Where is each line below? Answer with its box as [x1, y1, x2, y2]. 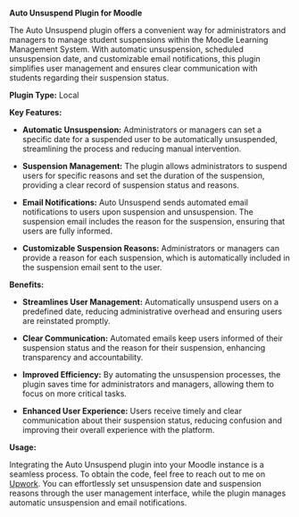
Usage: [9, 442, 37, 453]
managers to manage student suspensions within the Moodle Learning [9, 35, 269, 45]
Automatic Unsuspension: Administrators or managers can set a [21, 124, 262, 135]
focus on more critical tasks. [21, 388, 128, 399]
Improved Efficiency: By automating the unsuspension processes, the [21, 369, 281, 379]
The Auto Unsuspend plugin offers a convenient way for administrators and [9, 25, 287, 35]
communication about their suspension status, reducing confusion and [21, 415, 283, 426]
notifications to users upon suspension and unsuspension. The [21, 207, 254, 217]
